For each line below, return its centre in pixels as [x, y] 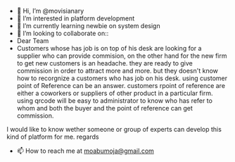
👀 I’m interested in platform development [76, 18]
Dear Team [33, 41]
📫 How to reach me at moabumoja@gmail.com [85, 151]
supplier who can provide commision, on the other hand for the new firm [122, 56]
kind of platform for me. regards [53, 137]
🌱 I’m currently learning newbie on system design [88, 26]
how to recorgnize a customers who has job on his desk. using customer [122, 78]
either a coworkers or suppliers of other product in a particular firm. [115, 93]
